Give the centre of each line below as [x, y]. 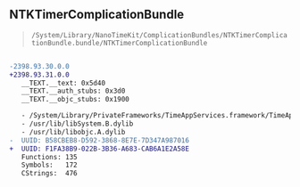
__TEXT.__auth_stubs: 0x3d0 [73, 91]
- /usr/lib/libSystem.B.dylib [77, 124]
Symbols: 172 [49, 165]
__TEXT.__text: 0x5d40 [63, 83]
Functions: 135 [49, 157]
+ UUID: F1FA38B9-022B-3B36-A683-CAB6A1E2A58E [100, 149]
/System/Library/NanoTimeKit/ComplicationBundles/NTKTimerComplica [159, 35]
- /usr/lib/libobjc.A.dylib [73, 132]
